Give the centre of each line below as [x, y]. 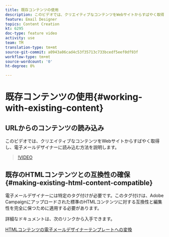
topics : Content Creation [32, 24]
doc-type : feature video [31, 33]
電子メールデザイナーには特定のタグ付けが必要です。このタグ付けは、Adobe [84, 195]
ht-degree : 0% [20, 66]
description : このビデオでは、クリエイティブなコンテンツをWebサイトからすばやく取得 [85, 15]
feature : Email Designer [31, 19]
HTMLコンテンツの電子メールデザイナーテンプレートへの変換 [69, 229]
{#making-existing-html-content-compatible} [79, 183]
